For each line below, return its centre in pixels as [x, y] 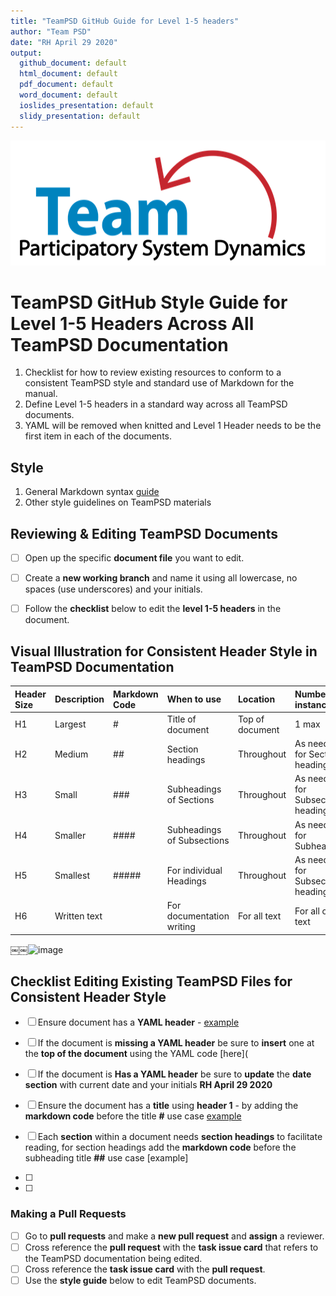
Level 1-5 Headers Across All [132, 323]
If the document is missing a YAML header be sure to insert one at [176, 1043]
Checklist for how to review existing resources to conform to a [153, 372]
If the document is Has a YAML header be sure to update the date [174, 1074]
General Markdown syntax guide [92, 492]
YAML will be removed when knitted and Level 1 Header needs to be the [173, 426]
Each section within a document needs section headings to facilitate [180, 1137]
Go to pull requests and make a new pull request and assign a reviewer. [174, 1236]
